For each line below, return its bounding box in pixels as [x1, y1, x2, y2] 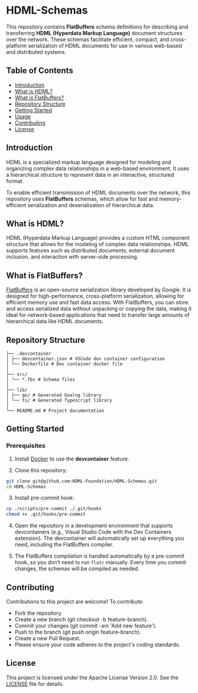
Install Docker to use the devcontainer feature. [14, 455, 129, 462]
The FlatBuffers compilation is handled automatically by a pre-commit [14, 552, 184, 560]
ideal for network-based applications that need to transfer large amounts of [6, 311, 190, 319]
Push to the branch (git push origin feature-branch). [14, 628, 141, 635]
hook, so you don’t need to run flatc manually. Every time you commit [14, 559, 186, 566]
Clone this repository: [14, 466, 67, 473]
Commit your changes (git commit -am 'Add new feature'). [14, 622, 157, 629]
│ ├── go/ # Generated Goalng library [6, 392, 102, 398]
